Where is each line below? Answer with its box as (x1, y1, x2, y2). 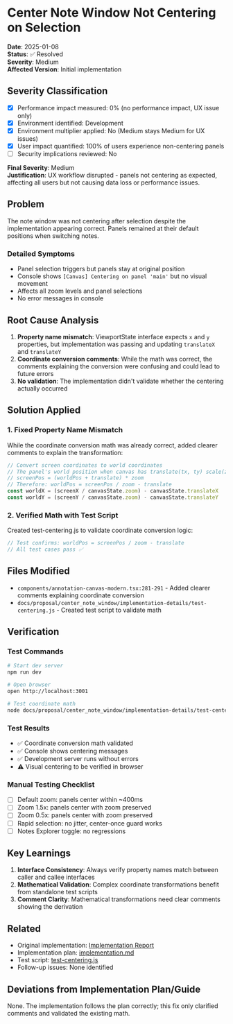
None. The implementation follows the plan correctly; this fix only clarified (7, 1002, 218, 1010)
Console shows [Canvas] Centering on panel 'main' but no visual (17, 272, 207, 280)
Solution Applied (7, 404, 81, 416)
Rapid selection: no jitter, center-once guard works (17, 819, 163, 827)
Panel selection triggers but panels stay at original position (17, 265, 185, 273)
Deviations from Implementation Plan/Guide (7, 983, 201, 995)
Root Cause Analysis (7, 314, 99, 326)
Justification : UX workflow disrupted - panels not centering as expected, (7, 171, 217, 180)
